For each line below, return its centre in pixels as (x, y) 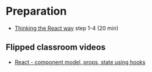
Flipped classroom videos (56, 47)
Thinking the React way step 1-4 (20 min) (67, 28)
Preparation (36, 11)
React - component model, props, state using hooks (80, 62)
